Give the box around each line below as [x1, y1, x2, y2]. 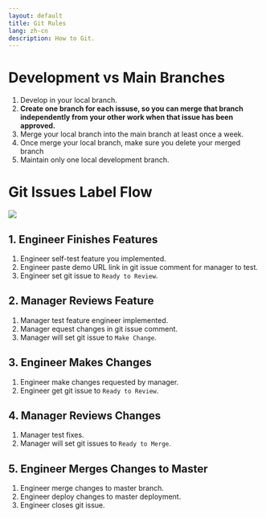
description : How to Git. [8, 34, 95, 43]
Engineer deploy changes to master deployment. [19, 491, 182, 502]
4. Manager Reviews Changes [8, 409, 162, 422]
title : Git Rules [8, 19, 67, 27]
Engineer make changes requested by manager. [19, 377, 179, 386]
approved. [19, 121, 56, 131]
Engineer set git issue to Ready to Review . [19, 271, 158, 280]
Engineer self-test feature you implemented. [19, 254, 166, 263]
